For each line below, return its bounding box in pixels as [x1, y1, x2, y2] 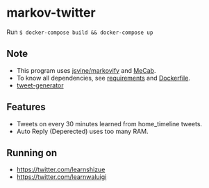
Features [6, 101, 46, 113]
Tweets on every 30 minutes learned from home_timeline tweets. [16, 119, 203, 128]
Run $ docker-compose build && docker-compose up [6, 28, 153, 36]
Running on [6, 147, 57, 159]
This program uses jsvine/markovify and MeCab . [16, 66, 156, 74]
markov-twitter [6, 5, 96, 21]
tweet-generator [16, 81, 64, 89]
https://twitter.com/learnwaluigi [16, 173, 107, 181]
